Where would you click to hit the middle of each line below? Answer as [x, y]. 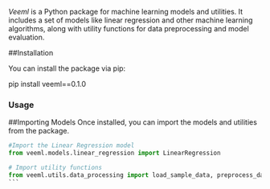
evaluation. [27, 37]
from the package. [39, 131]
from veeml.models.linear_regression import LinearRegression [115, 153]
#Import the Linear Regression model [72, 146]
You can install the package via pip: [67, 68]
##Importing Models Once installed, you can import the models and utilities [133, 122]
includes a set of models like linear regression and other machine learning [131, 20]
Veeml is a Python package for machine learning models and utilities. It [126, 12]
